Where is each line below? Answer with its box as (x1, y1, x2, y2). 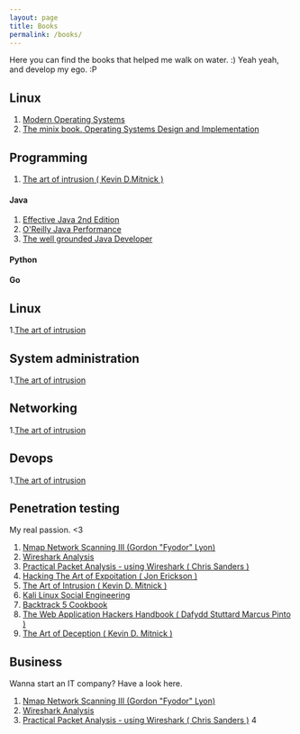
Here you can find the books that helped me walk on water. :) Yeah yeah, (9, 55, 279, 66)
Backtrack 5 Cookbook (22, 600, 108, 611)
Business (9, 654, 63, 669)
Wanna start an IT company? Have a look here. (9, 678, 183, 689)
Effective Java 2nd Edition (22, 214, 120, 225)
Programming (9, 150, 88, 165)
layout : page (9, 13, 59, 23)
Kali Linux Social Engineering (22, 590, 131, 601)
